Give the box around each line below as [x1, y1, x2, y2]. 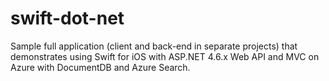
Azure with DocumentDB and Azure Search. [10, 61, 191, 73]
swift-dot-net [10, 7, 125, 30]
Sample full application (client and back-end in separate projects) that [10, 40, 298, 52]
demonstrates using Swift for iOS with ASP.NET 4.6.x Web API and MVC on [10, 50, 320, 62]
